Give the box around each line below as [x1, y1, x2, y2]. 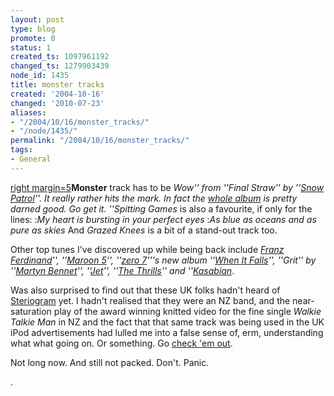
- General [10, 154, 52, 164]
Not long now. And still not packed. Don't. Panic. [10, 356, 210, 368]
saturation [10, 305, 52, 317]
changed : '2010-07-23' [10, 98, 105, 108]
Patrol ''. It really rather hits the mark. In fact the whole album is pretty [10, 192, 298, 204]
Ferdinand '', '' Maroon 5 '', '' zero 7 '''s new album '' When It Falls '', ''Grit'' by [10, 254, 317, 266]
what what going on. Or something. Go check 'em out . [10, 337, 233, 349]
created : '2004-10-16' [10, 89, 105, 99]
